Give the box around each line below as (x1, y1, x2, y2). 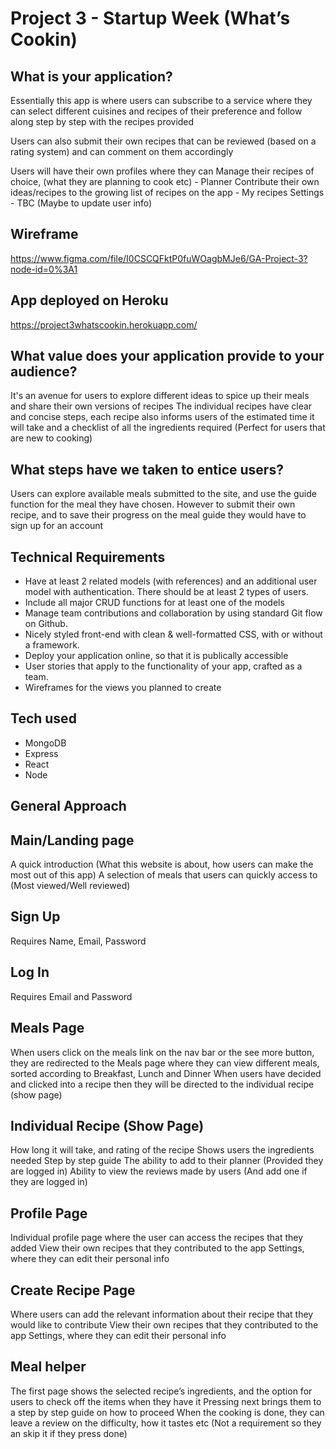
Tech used (10, 710, 77, 727)
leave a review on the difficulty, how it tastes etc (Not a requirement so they (10, 1417, 322, 1429)
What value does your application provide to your (10, 348, 325, 365)
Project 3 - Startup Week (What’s (10, 7, 291, 30)
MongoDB (24, 737, 67, 749)
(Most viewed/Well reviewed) (10, 880, 131, 892)
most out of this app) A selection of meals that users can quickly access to (10, 869, 318, 881)
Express (24, 747, 59, 759)
